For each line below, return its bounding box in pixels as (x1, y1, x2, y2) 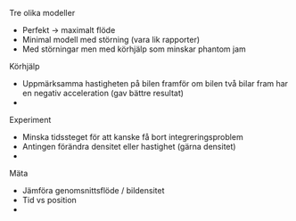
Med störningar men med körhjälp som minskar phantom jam (21, 44, 247, 54)
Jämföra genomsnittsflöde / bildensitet (21, 185, 165, 195)
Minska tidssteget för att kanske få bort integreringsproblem (21, 132, 243, 142)
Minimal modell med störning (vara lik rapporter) (21, 35, 201, 45)
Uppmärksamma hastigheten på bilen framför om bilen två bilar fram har (21, 78, 288, 88)
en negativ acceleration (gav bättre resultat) (21, 88, 185, 98)
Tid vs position (21, 195, 78, 205)
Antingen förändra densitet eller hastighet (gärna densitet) (21, 142, 236, 151)
